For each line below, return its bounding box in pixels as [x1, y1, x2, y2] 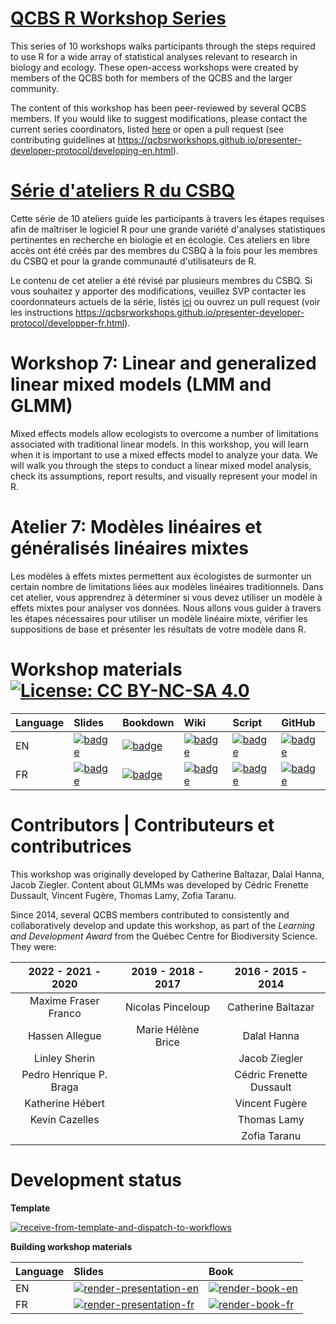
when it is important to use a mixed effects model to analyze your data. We [10, 448, 318, 461]
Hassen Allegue [27, 1028, 102, 1042]
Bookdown [122, 715, 175, 729]
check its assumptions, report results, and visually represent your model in [10, 470, 318, 482]
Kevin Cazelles [29, 1112, 100, 1126]
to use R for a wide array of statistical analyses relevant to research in [10, 50, 298, 62]
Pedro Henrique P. [21, 1067, 108, 1081]
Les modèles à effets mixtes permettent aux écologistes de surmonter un [10, 570, 312, 582]
